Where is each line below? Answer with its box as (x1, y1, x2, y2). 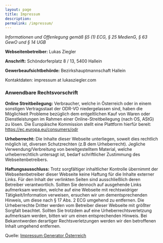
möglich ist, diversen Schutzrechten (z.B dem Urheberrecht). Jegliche (5, 141, 146, 147)
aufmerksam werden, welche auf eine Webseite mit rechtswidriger (5, 186, 139, 193)
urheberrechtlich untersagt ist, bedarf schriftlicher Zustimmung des (5, 151, 140, 157)
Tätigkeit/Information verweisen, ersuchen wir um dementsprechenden (5, 192, 147, 198)
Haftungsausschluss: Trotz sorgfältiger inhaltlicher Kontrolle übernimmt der (5, 166, 158, 172)
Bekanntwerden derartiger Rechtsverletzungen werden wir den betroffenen (5, 218, 156, 223)
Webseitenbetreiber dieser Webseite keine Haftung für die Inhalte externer (5, 171, 155, 177)
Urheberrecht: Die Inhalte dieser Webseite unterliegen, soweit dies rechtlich (5, 136, 158, 142)
